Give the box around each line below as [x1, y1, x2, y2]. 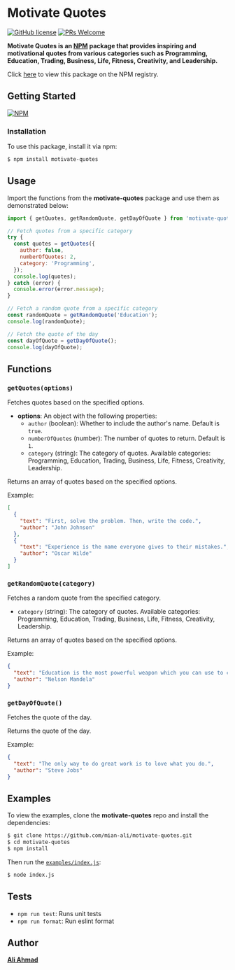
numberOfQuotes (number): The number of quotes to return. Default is [27, 434, 226, 442]
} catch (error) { [7, 279, 61, 286]
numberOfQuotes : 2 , [20, 253, 77, 260]
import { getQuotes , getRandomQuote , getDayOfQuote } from [7, 215, 183, 222]
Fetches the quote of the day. [7, 713, 92, 722]
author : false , [20, 247, 64, 254]
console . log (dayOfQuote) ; [7, 344, 83, 351]
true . [27, 427, 43, 435]
